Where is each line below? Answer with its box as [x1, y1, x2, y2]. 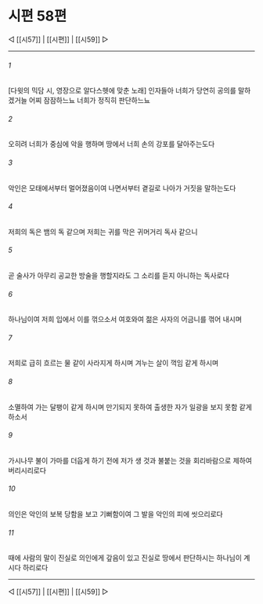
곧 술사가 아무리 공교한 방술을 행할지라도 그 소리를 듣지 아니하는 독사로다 [8, 270, 229, 280]
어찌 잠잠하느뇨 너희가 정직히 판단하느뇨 [28, 96, 151, 105]
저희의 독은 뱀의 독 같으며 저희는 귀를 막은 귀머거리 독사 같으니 [8, 227, 198, 236]
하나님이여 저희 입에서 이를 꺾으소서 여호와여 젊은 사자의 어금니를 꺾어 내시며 [8, 315, 243, 324]
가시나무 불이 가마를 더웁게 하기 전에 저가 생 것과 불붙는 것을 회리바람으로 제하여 [8, 456, 253, 465]
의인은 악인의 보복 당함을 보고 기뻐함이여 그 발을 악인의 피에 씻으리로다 [8, 509, 223, 518]
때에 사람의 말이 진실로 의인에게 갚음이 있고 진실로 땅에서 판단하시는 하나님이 [8, 553, 243, 562]
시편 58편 [8, 7, 67, 25]
